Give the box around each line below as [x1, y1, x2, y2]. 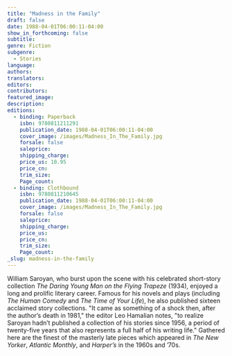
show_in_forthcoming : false [7, 29, 89, 37]
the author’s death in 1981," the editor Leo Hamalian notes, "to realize [7, 311, 204, 319]
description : [7, 101, 45, 108]
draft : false [7, 17, 45, 24]
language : [7, 62, 36, 69]
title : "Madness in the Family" [7, 10, 100, 17]
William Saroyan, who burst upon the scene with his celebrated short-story [7, 274, 221, 282]
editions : [7, 107, 36, 114]
